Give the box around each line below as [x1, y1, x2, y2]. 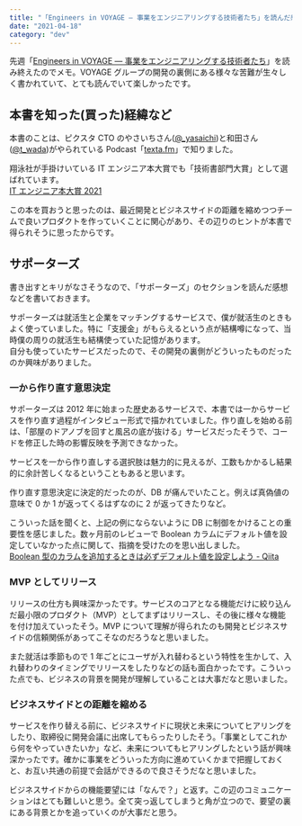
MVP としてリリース [9, 576, 97, 588]
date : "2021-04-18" [9, 22, 83, 31]
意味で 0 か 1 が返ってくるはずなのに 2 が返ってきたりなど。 [9, 498, 231, 509]
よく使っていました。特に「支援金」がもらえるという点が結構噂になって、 [9, 323, 284, 334]
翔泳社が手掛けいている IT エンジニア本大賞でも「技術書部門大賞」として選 [9, 163, 289, 174]
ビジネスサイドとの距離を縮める [9, 698, 148, 711]
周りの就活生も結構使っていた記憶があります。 [32, 335, 205, 345]
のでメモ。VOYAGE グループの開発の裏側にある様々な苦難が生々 [40, 67, 280, 77]
